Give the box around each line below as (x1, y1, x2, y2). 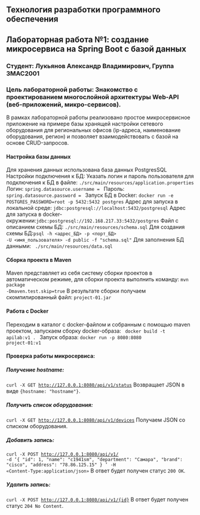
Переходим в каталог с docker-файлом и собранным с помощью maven (6, 321, 191, 328)
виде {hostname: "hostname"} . (6, 388, 81, 395)
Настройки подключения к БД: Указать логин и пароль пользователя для (6, 173, 194, 180)
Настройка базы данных (6, 153, 71, 160)
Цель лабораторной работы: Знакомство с (6, 85, 139, 93)
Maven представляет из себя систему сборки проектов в (6, 269, 153, 277)
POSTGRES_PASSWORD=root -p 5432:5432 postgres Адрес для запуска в (6, 198, 178, 205)
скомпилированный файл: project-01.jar (6, 294, 112, 301)
